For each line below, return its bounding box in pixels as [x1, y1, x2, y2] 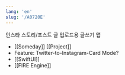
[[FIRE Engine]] [14, 61, 52, 69]
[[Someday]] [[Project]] [14, 43, 72, 50]
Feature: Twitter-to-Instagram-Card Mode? [14, 49, 119, 56]
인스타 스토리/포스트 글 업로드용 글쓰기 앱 [5, 31, 101, 38]
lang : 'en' [5, 8, 33, 15]
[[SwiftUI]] [14, 56, 40, 63]
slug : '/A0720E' [5, 14, 46, 20]
